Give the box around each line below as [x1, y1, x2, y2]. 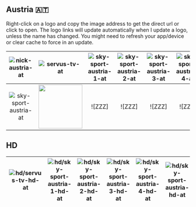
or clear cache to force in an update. [6, 38, 94, 45]
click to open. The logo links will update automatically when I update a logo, [6, 26, 188, 33]
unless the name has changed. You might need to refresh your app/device [6, 32, 184, 40]
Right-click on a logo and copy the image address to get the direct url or [6, 20, 180, 27]
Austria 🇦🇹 [6, 5, 49, 15]
